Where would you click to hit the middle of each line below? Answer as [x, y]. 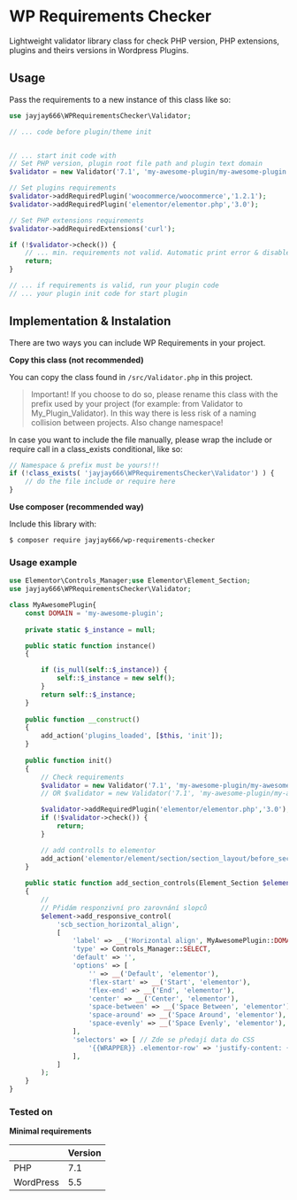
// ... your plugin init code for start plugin [99, 293]
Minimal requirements [50, 1131]
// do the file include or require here [100, 482]
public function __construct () [83, 720]
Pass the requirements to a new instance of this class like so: [120, 99]
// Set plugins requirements [63, 188]
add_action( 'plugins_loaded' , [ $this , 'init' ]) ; [132, 736]
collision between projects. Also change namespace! [127, 422]
